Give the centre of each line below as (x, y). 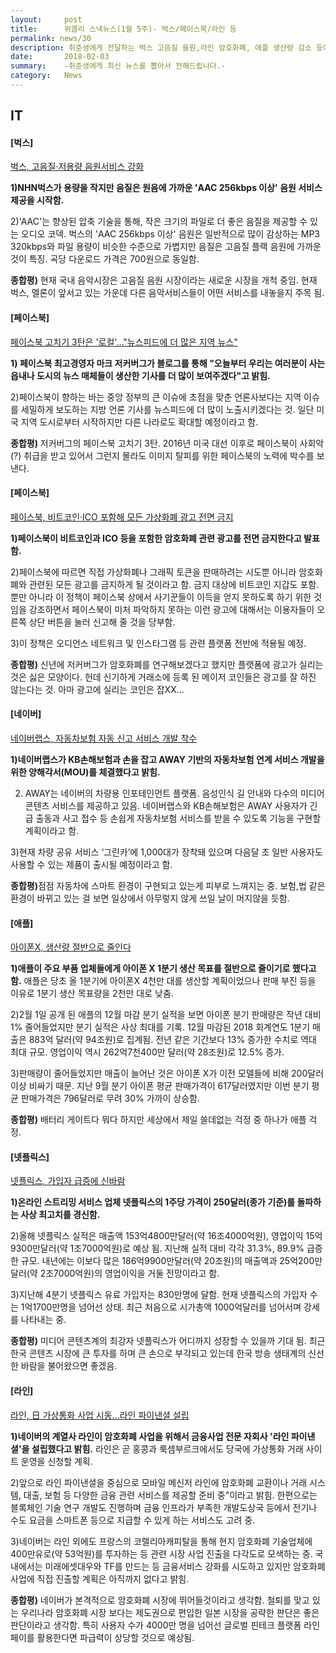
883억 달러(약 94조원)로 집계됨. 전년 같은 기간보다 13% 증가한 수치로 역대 (172, 1040)
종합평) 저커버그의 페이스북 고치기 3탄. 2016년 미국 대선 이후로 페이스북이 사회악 (167, 443)
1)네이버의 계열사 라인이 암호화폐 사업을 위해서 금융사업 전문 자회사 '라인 (150, 1436)
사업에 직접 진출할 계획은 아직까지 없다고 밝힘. (100, 1578)
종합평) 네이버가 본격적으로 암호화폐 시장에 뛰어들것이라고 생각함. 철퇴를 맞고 (160, 1600)
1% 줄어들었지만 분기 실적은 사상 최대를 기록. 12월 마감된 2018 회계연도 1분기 (160, 1027)
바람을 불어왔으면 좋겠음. (69, 1366)
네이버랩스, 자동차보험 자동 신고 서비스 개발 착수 (104, 738)
